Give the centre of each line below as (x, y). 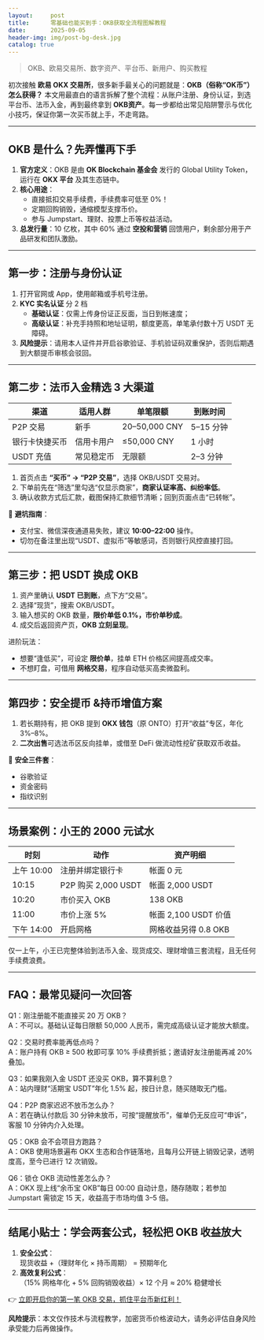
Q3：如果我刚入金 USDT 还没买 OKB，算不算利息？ (91, 1078)
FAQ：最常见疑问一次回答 (70, 995)
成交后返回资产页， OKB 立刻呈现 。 (76, 625)
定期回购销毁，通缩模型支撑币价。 (86, 209)
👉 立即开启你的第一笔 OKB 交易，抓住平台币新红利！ (95, 1299)
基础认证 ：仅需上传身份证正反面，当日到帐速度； (110, 313)
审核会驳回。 (75, 352)
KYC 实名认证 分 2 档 (53, 303)
